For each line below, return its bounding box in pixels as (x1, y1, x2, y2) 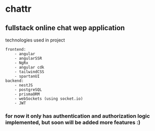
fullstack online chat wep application (5, 24, 125, 32)
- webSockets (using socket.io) (14, 96, 83, 101)
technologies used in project (5, 37, 65, 43)
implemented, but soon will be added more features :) (5, 119, 141, 126)
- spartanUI (14, 74, 40, 79)
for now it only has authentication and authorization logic (5, 112, 150, 119)
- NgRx (14, 60, 29, 65)
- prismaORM (14, 92, 40, 97)
